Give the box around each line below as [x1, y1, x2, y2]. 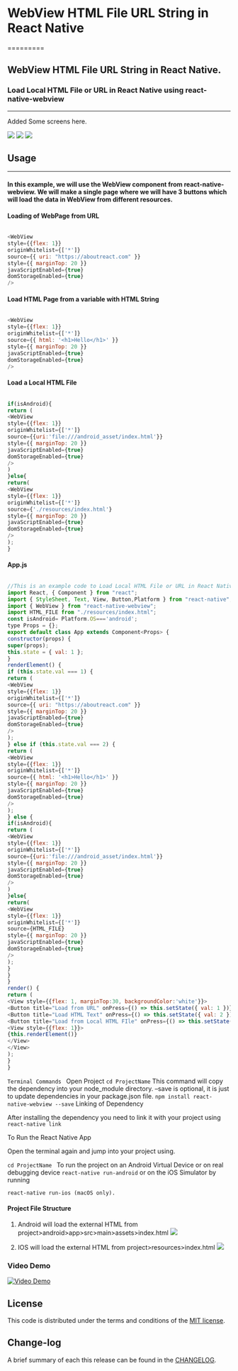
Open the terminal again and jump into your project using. [7, 1147, 176, 1155]
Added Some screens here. [7, 117, 87, 126]
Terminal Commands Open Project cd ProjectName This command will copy [7, 1077, 223, 1085]
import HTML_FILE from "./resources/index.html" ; [7, 609, 157, 616]
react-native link [7, 1121, 62, 1128]
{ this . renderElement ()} [7, 1031, 78, 1038]
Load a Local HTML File [7, 378, 77, 387]
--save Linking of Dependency [55, 1099, 144, 1108]
